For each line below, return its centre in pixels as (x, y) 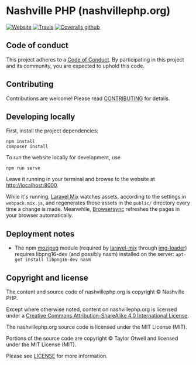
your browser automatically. (39, 216)
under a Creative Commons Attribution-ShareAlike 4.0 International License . (97, 315)
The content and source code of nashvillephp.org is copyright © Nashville (95, 292)
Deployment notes (40, 233)
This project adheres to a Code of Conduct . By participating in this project (95, 59)
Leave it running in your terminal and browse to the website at (80, 179)
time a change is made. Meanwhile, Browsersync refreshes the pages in (93, 209)
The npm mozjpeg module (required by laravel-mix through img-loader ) (101, 248)
